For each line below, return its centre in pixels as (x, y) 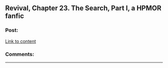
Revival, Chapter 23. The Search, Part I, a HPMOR (83, 8)
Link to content (21, 41)
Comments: (20, 54)
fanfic (14, 16)
